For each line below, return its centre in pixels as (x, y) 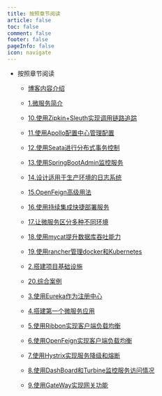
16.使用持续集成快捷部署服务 (68, 207)
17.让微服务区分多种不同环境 (68, 221)
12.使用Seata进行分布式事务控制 (74, 147)
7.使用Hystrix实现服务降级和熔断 (74, 355)
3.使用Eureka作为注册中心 (65, 296)
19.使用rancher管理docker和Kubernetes (85, 251)
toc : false (23, 27)
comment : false (29, 33)
